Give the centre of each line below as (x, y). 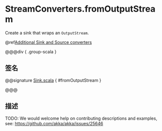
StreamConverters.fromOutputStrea (80, 9)
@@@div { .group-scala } (31, 52)
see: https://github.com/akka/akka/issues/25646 (54, 123)
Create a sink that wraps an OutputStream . (47, 33)
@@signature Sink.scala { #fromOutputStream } (53, 80)
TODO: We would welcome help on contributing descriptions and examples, (81, 118)
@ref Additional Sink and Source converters (49, 42)
